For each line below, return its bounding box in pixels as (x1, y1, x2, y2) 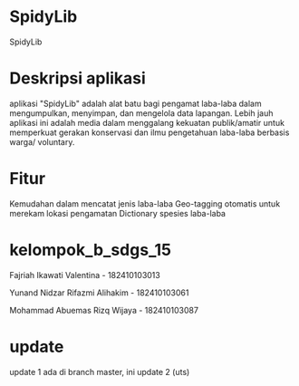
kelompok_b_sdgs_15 (9, 240, 172, 260)
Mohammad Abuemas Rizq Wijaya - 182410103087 (9, 304, 199, 315)
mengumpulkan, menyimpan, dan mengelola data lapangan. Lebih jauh (9, 107, 274, 119)
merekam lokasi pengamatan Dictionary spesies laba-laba (9, 207, 227, 218)
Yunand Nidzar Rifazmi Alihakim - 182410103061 (9, 287, 189, 298)
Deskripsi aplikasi (9, 68, 147, 89)
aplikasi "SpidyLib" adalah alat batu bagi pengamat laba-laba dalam (9, 98, 262, 109)
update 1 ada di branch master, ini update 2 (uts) (9, 366, 190, 377)
